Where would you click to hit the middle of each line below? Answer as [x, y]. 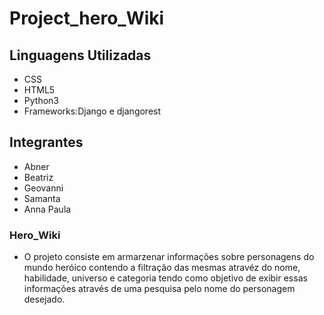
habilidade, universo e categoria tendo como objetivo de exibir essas [165, 278]
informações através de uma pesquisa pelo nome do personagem [159, 289]
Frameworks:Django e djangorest [92, 111]
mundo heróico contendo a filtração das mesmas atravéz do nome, [162, 268]
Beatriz [38, 177]
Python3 [41, 100]
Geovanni [43, 188]
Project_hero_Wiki [87, 18]
